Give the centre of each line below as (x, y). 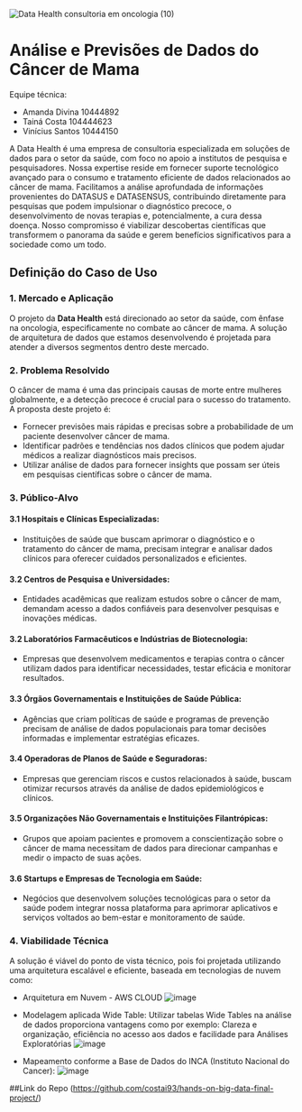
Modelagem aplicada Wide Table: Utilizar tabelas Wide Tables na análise (157, 1015)
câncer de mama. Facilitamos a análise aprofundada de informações (137, 187)
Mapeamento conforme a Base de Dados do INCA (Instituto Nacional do (156, 1061)
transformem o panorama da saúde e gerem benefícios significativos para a (150, 234)
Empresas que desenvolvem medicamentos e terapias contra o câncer (154, 659)
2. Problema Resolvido (59, 370)
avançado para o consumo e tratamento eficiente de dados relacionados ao (150, 177)
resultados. (43, 678)
